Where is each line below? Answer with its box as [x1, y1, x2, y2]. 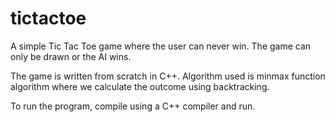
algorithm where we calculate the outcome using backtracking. [10, 80, 270, 92]
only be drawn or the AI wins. [10, 50, 132, 62]
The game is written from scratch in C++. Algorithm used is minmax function [10, 70, 326, 82]
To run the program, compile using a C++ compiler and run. [10, 100, 256, 112]
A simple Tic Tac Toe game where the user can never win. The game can [10, 40, 312, 52]
